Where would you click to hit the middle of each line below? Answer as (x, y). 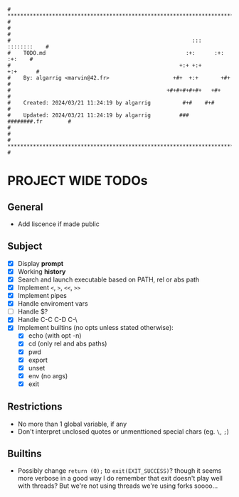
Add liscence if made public (58, 224)
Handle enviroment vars (53, 304)
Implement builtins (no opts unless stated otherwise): (96, 328)
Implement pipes (42, 296)
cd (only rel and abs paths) (68, 343)
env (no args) (48, 375)
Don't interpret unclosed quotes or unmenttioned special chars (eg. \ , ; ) (123, 431)
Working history (42, 271)
